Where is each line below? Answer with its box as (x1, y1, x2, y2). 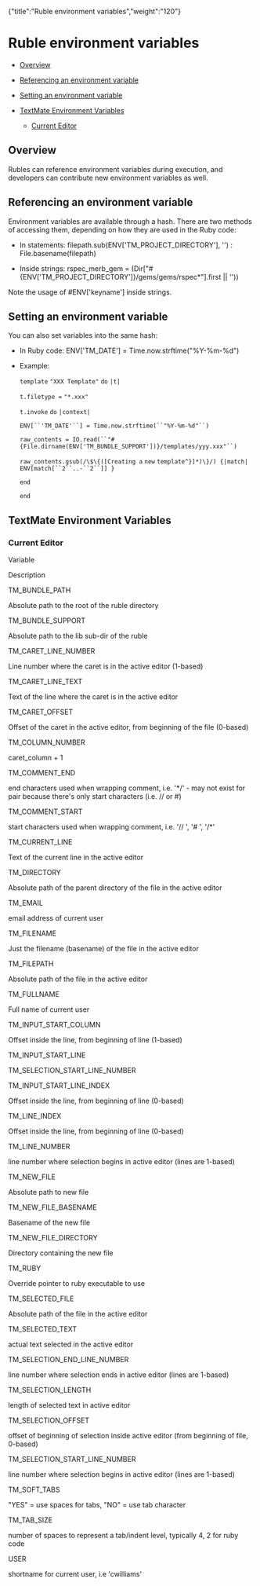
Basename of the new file (8, 1218, 91, 1228)
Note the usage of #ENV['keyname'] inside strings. (8, 287, 172, 297)
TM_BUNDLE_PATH (8, 585, 71, 595)
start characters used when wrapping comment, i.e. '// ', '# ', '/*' (8, 822, 215, 832)
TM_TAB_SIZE (8, 1515, 53, 1525)
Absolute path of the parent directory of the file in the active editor (8, 883, 222, 892)
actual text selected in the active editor (8, 1339, 134, 1350)
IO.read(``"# (72, 436, 115, 444)
